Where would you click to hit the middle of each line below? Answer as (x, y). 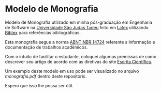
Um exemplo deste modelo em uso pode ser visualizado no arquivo (72, 71)
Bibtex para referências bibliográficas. (43, 32)
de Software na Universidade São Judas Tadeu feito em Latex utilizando (77, 27)
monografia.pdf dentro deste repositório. (46, 76)
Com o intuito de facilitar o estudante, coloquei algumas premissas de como (81, 56)
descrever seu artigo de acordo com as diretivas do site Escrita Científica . (79, 62)
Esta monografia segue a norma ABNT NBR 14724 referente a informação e (80, 42)
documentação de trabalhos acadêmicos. (46, 47)
